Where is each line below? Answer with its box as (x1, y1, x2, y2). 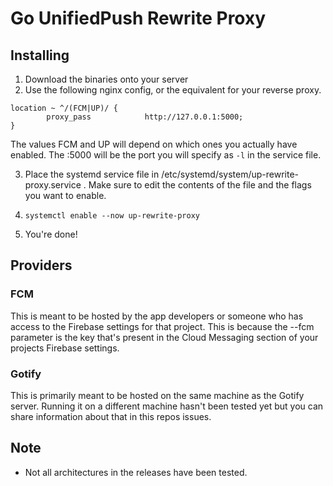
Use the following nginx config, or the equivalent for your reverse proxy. (24, 84, 322, 96)
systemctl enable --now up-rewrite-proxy (24, 211, 200, 221)
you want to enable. (24, 190, 107, 201)
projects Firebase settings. (10, 342, 120, 354)
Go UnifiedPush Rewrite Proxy (10, 7, 267, 30)
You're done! (24, 228, 78, 240)
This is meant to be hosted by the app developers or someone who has (10, 310, 304, 322)
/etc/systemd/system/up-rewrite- (161, 168, 300, 180)
